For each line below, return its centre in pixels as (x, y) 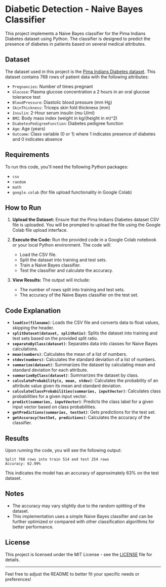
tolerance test (26, 97)
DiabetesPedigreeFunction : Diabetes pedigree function (68, 123)
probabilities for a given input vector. (50, 396)
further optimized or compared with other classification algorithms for (83, 522)
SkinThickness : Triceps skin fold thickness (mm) (61, 107)
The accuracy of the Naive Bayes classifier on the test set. (79, 295)
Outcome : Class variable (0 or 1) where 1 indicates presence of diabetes (84, 134)
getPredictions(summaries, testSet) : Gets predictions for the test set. (84, 412)
